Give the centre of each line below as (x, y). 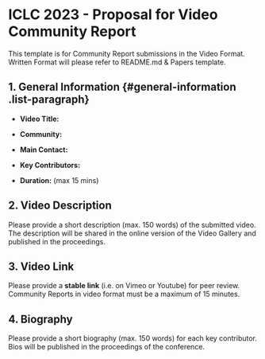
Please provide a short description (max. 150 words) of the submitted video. (132, 224)
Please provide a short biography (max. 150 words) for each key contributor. (133, 338)
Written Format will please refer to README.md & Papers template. (117, 62)
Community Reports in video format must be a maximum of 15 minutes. (124, 294)
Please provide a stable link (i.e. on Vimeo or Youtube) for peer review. (124, 286)
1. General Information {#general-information (122, 87)
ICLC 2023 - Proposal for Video (113, 15)
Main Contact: (44, 150)
